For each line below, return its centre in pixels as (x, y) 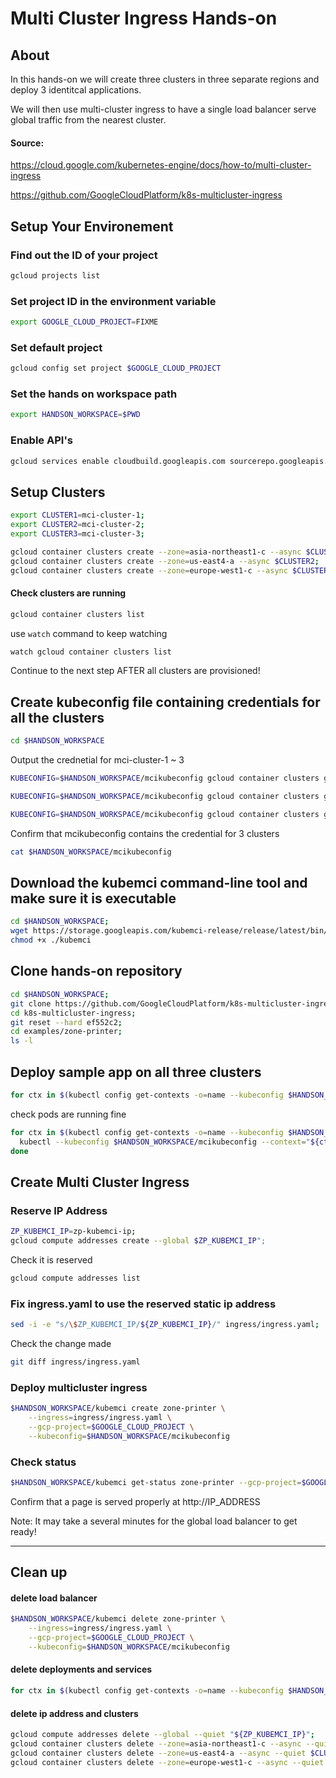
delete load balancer (54, 1598)
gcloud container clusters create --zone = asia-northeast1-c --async (156, 552)
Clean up (39, 1572)
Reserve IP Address (59, 1210)
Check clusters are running (68, 593)
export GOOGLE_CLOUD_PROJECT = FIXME (84, 322)
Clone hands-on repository (96, 971)
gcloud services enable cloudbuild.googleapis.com (118, 461)
